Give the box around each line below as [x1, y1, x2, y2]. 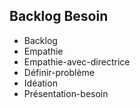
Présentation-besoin [23, 87, 109, 99]
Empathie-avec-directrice [23, 55, 131, 68]
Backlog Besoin [9, 8, 109, 25]
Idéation [23, 77, 58, 89]
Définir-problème [23, 66, 96, 78]
